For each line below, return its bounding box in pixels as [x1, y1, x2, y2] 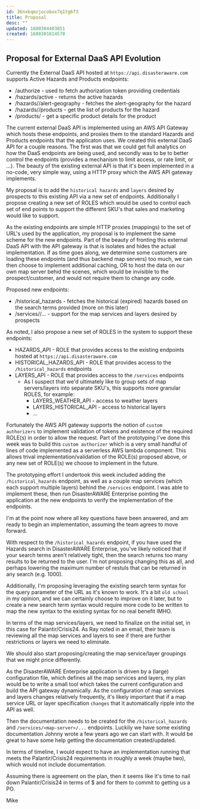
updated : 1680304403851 [6, 25, 66, 32]
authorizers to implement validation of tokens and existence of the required [6, 427, 193, 434]
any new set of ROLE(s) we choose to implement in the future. [6, 459, 159, 467]
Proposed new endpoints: [6, 285, 70, 293]
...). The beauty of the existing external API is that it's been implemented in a [6, 162, 194, 169]
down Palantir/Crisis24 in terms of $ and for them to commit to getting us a [6, 778, 190, 786]
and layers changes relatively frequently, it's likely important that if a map [6, 693, 186, 700]
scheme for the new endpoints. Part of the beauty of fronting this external [6, 236, 188, 243]
